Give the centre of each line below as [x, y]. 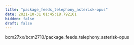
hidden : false [20, 19]
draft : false [19, 23]
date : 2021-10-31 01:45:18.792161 [41, 14]
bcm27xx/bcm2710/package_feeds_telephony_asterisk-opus [67, 37]
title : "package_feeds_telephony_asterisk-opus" [57, 10]
